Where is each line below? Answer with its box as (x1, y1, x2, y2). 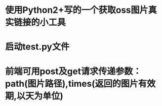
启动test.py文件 (5, 41, 70, 52)
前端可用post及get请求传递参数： (5, 66, 142, 77)
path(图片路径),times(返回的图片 (5, 78, 138, 89)
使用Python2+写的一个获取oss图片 (5, 4, 149, 16)
